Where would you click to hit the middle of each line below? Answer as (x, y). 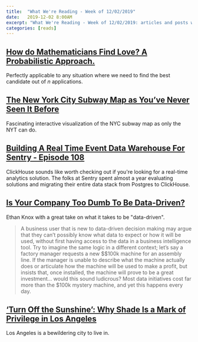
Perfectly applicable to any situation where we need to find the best (88, 75)
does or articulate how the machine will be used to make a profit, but (104, 266)
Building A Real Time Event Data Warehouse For (95, 148)
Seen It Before (33, 109)
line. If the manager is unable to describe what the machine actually (103, 259)
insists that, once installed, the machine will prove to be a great (97, 272)
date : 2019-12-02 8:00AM (39, 17)
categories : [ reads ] (32, 28)
